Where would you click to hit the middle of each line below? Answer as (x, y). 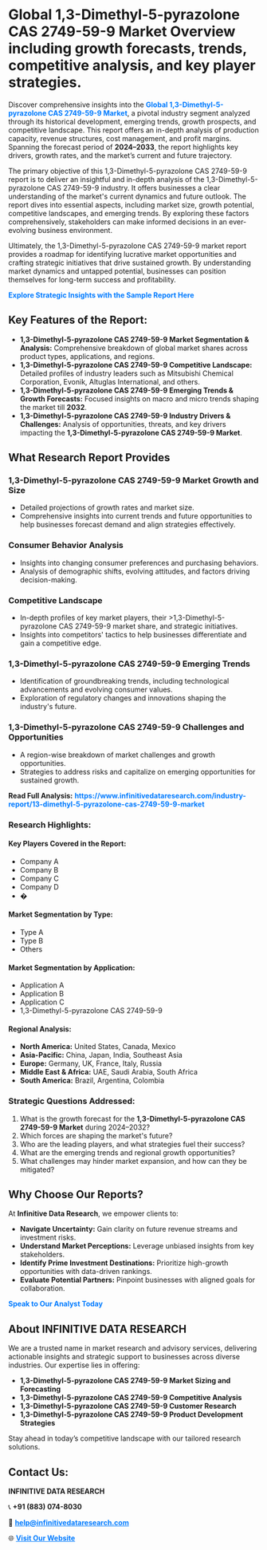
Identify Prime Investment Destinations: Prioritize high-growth (124, 1263)
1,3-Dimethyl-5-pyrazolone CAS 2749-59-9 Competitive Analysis (131, 1398)
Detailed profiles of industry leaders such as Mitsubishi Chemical (126, 373)
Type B (31, 941)
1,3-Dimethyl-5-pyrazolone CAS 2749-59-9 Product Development (131, 1414)
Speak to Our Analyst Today (56, 1304)
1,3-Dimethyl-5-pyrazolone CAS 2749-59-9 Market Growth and (133, 480)
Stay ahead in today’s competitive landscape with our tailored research (125, 1438)
